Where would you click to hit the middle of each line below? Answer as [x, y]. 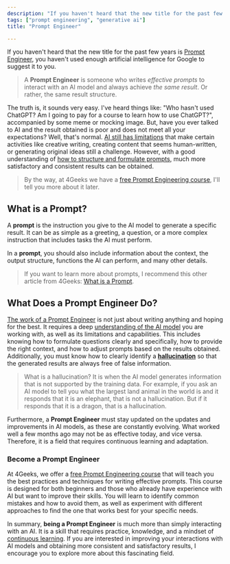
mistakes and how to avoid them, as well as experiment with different [105, 503]
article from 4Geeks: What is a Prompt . [79, 281]
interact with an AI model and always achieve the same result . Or [116, 87]
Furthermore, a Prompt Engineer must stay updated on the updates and [109, 419]
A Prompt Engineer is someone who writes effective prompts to [114, 80]
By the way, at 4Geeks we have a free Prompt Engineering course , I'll [122, 180]
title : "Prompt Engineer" [44, 26]
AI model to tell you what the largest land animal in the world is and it [121, 391]
